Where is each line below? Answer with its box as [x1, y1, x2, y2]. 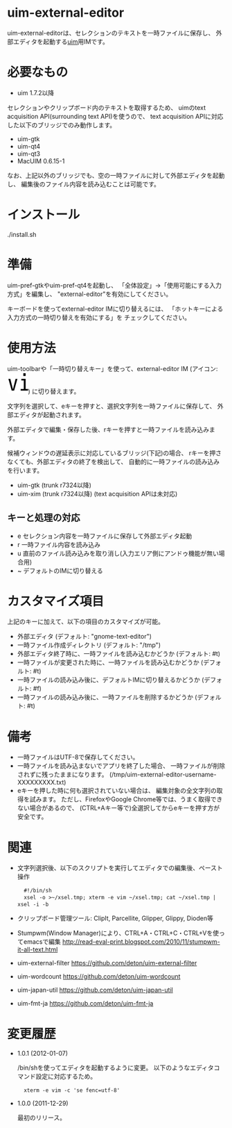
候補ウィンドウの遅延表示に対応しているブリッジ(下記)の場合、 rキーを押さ [7, 448, 222, 457]
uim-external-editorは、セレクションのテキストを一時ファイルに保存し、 [7, 28, 215, 37]
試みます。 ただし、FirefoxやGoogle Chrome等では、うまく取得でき [29, 795, 223, 803]
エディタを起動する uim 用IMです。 [12, 37, 109, 46]
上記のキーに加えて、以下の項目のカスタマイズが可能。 [7, 617, 165, 626]
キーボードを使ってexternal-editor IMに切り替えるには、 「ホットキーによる [7, 304, 224, 313]
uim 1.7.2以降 [17, 88, 54, 97]
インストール [7, 207, 80, 223]
